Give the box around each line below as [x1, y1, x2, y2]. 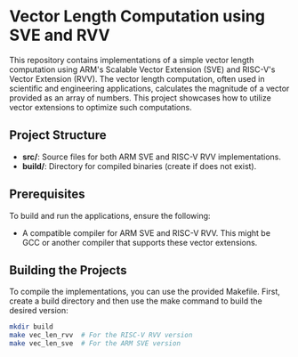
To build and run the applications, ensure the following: [9, 210, 211, 221]
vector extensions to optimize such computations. [9, 101, 193, 112]
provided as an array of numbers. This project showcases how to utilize [9, 92, 271, 103]
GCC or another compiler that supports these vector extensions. [21, 237, 258, 247]
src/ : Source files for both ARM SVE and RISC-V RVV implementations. [21, 151, 282, 162]
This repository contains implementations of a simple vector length [9, 54, 254, 65]
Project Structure [9, 127, 107, 143]
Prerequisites [9, 187, 85, 202]
